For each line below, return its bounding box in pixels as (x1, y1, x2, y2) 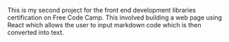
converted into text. (7, 28, 65, 36)
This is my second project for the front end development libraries (7, 6, 196, 14)
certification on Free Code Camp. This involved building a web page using (7, 13, 223, 22)
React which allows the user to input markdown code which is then (7, 21, 202, 29)
